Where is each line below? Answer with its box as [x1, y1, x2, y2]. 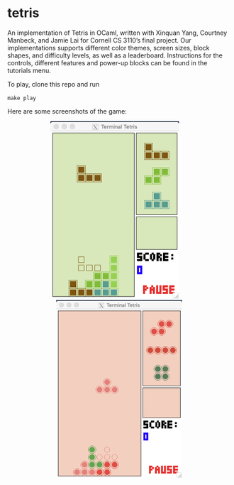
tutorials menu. [7, 66, 52, 75]
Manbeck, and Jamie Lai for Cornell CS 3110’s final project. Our [7, 36, 191, 44]
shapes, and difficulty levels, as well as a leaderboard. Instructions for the [7, 51, 223, 60]
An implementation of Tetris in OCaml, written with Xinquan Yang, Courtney [7, 28, 228, 37]
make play [7, 94, 37, 102]
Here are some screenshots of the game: [7, 107, 128, 115]
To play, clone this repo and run [7, 80, 100, 88]
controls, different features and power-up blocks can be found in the [7, 58, 208, 67]
